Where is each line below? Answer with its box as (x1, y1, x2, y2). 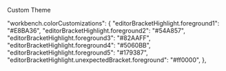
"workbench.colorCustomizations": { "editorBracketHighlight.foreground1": (7, 19, 220, 27)
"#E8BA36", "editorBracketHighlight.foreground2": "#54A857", (7, 27, 186, 34)
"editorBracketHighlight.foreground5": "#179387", (7, 48, 148, 57)
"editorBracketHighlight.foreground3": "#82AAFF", (7, 34, 151, 42)
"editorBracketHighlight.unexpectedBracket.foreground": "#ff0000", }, (7, 56, 207, 64)
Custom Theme (7, 6, 51, 14)
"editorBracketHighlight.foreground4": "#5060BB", (7, 41, 151, 49)
